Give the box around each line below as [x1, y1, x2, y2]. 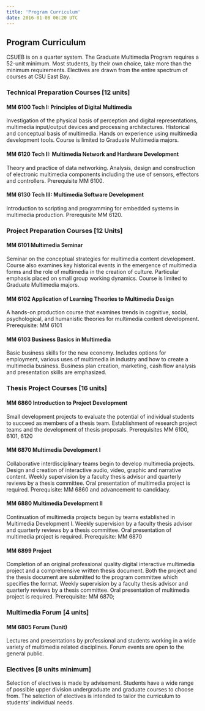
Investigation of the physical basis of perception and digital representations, [6, 117, 198, 124]
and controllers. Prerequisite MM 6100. [6, 177, 104, 184]
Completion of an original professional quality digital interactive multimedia [6, 561, 195, 568]
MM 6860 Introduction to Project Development [6, 399, 128, 407]
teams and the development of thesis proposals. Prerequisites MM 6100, [6, 425, 189, 433]
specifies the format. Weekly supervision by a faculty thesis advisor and [6, 580, 188, 588]
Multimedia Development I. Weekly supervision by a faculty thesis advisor [6, 520, 193, 527]
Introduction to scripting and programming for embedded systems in [6, 204, 179, 212]
